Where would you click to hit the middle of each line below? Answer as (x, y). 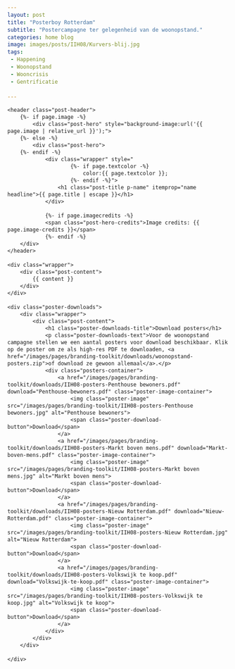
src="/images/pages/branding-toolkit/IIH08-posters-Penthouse (100, 406)
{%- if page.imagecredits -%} (89, 216)
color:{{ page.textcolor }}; (126, 174)
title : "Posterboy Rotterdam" (52, 22)
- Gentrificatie (34, 82)
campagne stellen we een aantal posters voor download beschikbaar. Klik (118, 343)
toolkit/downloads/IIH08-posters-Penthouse (72, 385)
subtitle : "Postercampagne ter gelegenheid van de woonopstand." (105, 30)
